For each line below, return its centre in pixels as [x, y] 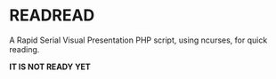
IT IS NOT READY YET [50, 67]
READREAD [52, 16]
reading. [24, 49]
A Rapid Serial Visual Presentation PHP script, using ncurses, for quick [138, 40]
